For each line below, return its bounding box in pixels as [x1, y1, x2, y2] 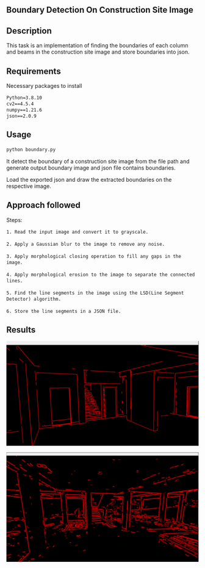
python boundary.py [6, 146, 56, 153]
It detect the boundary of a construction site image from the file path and [6, 157, 190, 165]
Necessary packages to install [6, 82, 82, 90]
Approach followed [6, 200, 81, 210]
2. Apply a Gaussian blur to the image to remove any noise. [6, 241, 165, 247]
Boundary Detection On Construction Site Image [6, 5, 194, 15]
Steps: [6, 216, 23, 223]
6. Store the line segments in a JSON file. [6, 308, 121, 314]
